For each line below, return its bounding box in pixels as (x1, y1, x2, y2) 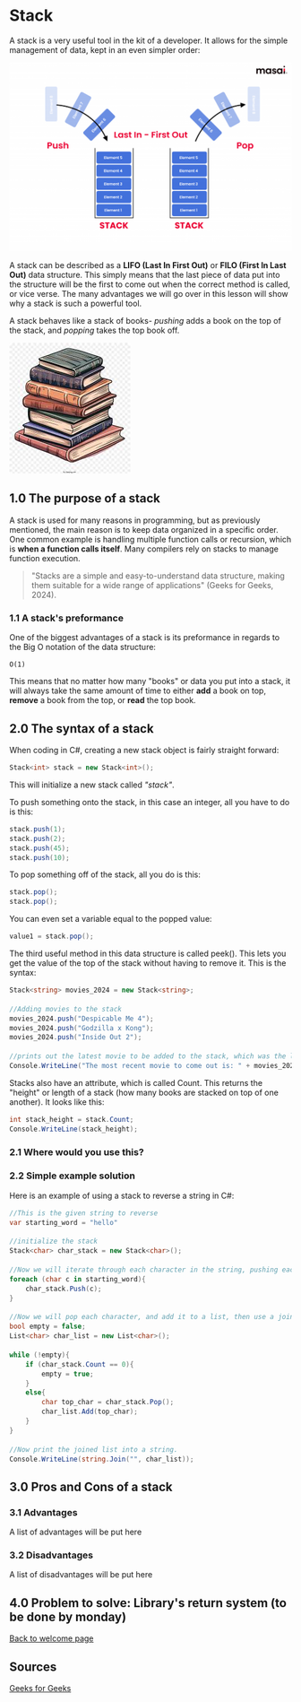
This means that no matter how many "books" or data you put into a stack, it (9, 676, 291, 687)
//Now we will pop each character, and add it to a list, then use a (9, 1313, 275, 1322)
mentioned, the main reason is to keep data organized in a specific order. (9, 524, 279, 534)
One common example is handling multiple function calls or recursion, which (9, 534, 292, 544)
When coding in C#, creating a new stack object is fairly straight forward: (9, 745, 279, 756)
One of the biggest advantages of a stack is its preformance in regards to (9, 632, 280, 643)
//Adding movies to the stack (9, 1004, 123, 1013)
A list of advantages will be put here (9, 1526, 142, 1538)
